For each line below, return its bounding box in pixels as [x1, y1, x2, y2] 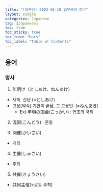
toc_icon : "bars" [5, 35, 41, 40]
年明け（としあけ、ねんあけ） [12, 86, 73, 92]
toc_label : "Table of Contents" [5, 39, 71, 44]
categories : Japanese [5, 16, 50, 21]
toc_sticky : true [5, 30, 41, 35]
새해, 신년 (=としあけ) [12, 96, 55, 103]
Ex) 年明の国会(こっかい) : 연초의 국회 [19, 109, 94, 115]
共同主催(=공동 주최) [12, 182, 53, 188]
